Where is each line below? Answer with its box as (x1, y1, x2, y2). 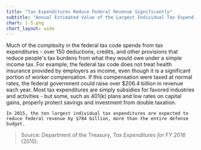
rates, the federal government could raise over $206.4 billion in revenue (6, 80, 184, 87)
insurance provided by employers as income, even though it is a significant (6, 67, 191, 75)
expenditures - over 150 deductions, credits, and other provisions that (6, 48, 178, 56)
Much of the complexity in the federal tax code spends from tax (6, 42, 163, 49)
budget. (6, 121, 26, 127)
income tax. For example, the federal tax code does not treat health (6, 61, 172, 68)
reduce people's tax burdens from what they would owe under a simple (6, 54, 182, 62)
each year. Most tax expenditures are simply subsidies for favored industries (6, 86, 195, 93)
